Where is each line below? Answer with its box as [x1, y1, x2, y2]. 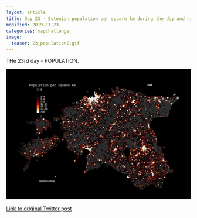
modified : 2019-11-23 [6, 22, 59, 28]
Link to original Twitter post [6, 205, 72, 212]
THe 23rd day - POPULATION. [6, 57, 79, 64]
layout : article [6, 9, 46, 15]
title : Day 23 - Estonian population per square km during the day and [6, 15, 185, 22]
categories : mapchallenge [6, 28, 69, 34]
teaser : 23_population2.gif [11, 40, 80, 46]
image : [6, 34, 22, 40]
